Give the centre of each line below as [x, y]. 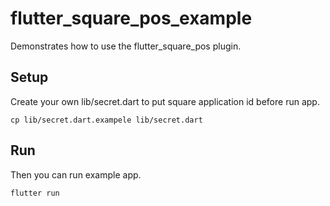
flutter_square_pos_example [131, 18]
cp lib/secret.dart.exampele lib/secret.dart [106, 120]
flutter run [35, 193]
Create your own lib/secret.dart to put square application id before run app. [165, 101]
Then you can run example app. [76, 174]
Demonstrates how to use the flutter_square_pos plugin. [126, 46]
